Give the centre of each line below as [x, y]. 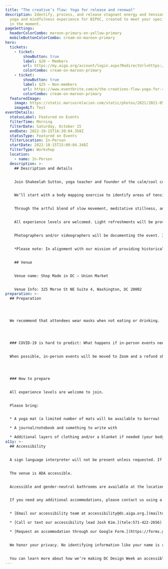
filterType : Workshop [32, 150]
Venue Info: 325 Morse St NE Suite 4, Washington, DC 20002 [78, 289]
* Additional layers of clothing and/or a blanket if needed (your [81, 437]
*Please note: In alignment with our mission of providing [77, 249]
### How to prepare [30, 378]
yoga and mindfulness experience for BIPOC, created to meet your [80, 19]
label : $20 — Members [46, 61]
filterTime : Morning [31, 122]
